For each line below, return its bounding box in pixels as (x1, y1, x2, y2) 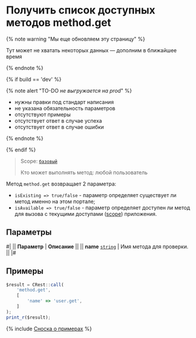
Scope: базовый (20, 157, 58, 164)
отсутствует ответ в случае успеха (14, 117, 102, 124)
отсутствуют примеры (14, 111, 71, 118)
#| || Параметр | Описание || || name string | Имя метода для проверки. (6, 243, 188, 250)
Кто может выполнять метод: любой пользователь (20, 168, 148, 176)
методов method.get (6, 16, 111, 29)
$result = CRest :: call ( (6, 282, 64, 288)
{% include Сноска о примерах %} (6, 325, 92, 332)
